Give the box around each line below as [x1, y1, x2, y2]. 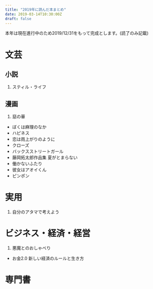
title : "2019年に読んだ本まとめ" [5, 7, 67, 12]
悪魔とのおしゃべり [12, 245, 51, 251]
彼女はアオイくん [12, 167, 47, 173]
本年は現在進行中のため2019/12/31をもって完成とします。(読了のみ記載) [5, 30, 149, 36]
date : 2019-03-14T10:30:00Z [5, 12, 62, 17]
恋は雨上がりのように [12, 136, 55, 142]
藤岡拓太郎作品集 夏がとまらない [12, 155, 78, 160]
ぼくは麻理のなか [12, 124, 47, 130]
